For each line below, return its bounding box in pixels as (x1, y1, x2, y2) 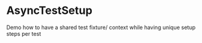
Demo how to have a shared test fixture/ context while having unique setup (6, 24, 196, 31)
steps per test (6, 30, 42, 37)
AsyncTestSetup (6, 4, 93, 18)
